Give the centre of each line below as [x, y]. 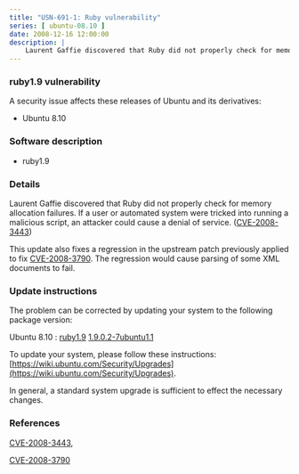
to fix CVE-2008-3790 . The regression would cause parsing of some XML [145, 258]
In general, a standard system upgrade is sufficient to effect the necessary [146, 391]
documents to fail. [42, 268]
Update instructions [53, 290]
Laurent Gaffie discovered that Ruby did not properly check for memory [141, 204]
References [35, 423]
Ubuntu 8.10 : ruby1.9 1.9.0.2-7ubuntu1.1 [81, 337]
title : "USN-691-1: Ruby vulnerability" [85, 17]
